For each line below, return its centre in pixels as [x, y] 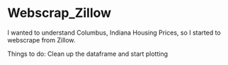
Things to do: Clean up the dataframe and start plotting [88, 54]
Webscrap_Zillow [59, 13]
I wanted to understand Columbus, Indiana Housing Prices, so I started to [114, 32]
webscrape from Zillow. [41, 40]
